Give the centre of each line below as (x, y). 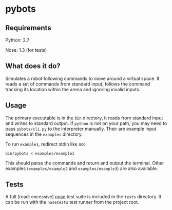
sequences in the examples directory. (44, 134)
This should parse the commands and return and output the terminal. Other (85, 163)
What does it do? (33, 66)
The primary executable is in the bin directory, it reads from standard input (84, 118)
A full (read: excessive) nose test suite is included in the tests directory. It (83, 197)
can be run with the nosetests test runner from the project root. (72, 202)
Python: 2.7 (17, 40)
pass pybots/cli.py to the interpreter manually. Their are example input (81, 129)
